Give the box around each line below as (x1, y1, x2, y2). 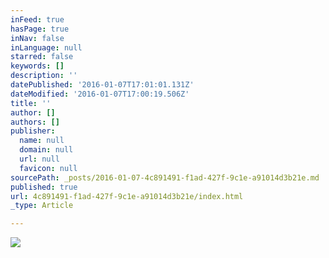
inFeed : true (10, 14, 65, 25)
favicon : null (19, 163, 78, 173)
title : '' (10, 98, 52, 108)
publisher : (10, 126, 56, 136)
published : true (10, 182, 78, 192)
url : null (19, 154, 60, 164)
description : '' (10, 71, 78, 81)
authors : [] (10, 117, 60, 127)
